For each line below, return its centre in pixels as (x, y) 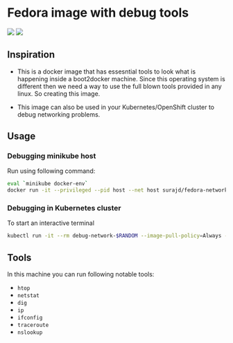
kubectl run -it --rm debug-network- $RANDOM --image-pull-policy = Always (114, 236)
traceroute (33, 325)
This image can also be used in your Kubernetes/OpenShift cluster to (116, 107)
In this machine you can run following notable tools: (81, 274)
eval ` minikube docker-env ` (48, 184)
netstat (28, 296)
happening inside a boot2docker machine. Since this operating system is (121, 78)
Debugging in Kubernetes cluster (64, 208)
